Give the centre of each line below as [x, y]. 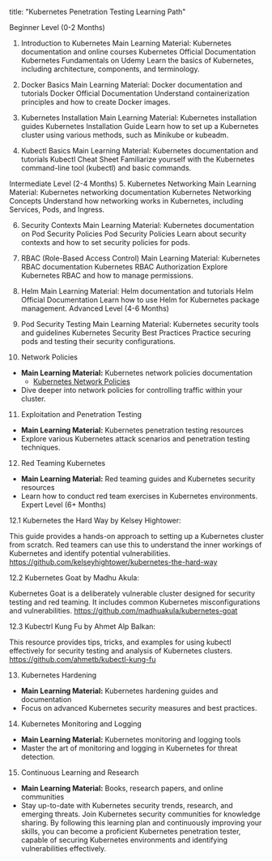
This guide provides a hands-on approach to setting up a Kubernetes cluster [136, 536]
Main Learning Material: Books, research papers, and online [122, 788]
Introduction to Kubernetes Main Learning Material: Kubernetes [126, 43]
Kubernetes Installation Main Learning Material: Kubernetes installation [139, 118]
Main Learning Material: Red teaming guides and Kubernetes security [138, 479]
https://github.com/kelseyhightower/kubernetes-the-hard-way [113, 562]
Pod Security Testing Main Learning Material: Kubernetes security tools [140, 324]
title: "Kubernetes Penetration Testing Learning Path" [98, 12]
